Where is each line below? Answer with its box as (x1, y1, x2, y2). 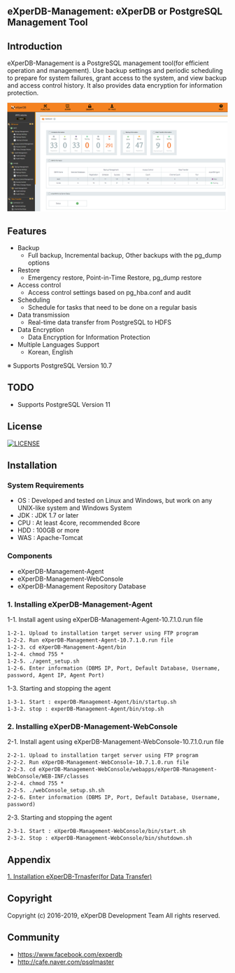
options (27, 258, 50, 267)
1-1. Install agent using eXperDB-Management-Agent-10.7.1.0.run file (7, 615, 204, 623)
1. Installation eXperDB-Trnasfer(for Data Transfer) (7, 872, 152, 881)
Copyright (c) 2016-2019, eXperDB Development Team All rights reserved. (7, 911, 220, 920)
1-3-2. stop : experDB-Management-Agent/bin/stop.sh (7, 705, 164, 712)
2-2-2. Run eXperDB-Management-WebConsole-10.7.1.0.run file (7, 759, 190, 766)
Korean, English (27, 348, 73, 357)
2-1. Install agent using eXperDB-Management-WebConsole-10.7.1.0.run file (7, 738, 225, 746)
